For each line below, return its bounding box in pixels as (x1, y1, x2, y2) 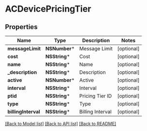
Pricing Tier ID (79, 93, 112, 99)
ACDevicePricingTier (5, 3, 91, 15)
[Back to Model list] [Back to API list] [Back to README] (5, 121, 116, 127)
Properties (5, 23, 38, 31)
